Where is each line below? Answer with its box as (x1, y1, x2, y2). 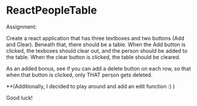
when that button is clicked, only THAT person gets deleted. (6, 71, 153, 78)
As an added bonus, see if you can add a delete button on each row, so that (6, 65, 191, 72)
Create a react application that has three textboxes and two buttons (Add (6, 34, 185, 41)
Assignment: (6, 23, 37, 30)
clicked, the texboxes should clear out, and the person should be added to (6, 47, 188, 54)
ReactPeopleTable (6, 4, 97, 17)
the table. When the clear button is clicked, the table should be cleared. (6, 53, 181, 60)
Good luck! (6, 94, 33, 101)
